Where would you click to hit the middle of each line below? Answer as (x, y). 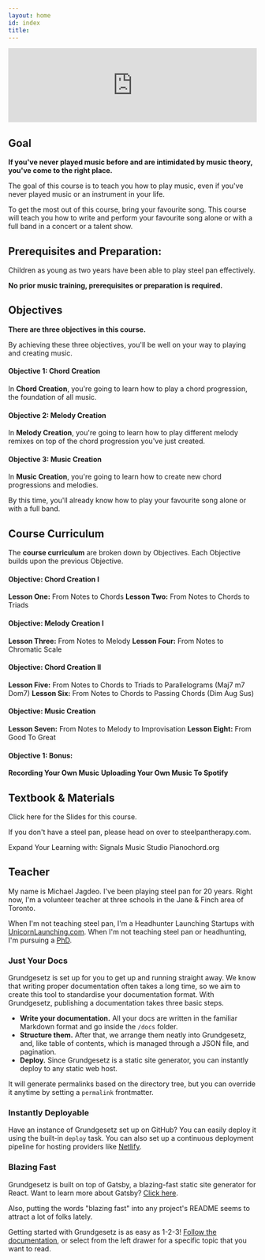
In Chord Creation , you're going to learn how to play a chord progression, (128, 389)
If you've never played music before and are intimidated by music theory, (131, 162)
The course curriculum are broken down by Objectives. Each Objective (124, 553)
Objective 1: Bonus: (41, 755)
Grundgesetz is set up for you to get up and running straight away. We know (132, 978)
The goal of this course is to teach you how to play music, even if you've (126, 186)
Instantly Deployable (49, 1113)
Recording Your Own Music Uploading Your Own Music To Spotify (118, 773)
